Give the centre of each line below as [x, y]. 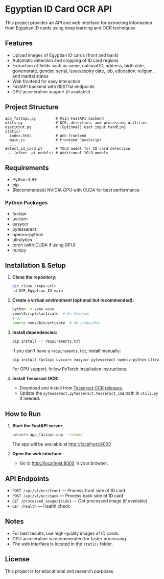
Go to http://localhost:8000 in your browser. [64, 463]
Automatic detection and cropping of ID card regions [65, 60]
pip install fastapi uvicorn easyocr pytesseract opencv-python [79, 359]
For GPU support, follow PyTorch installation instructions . [70, 369]
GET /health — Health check [41, 506]
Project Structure [32, 107]
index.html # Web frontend [48, 136]
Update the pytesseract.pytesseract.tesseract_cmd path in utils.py [89, 393]
